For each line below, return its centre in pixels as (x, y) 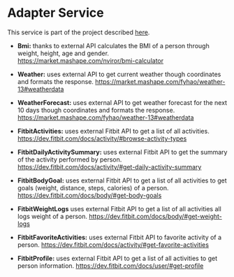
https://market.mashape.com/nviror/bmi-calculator (90, 60)
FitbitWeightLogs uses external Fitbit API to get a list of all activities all (119, 208)
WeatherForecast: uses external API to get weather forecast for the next (122, 102)
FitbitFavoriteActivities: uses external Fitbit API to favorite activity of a (119, 237)
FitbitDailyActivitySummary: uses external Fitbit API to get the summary (122, 152)
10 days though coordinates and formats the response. (96, 110)
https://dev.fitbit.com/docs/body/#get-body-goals (89, 195)
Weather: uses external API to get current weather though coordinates (119, 74)
